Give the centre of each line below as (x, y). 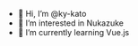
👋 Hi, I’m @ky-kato (52, 14)
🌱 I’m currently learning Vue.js (73, 32)
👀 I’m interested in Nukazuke (70, 23)
